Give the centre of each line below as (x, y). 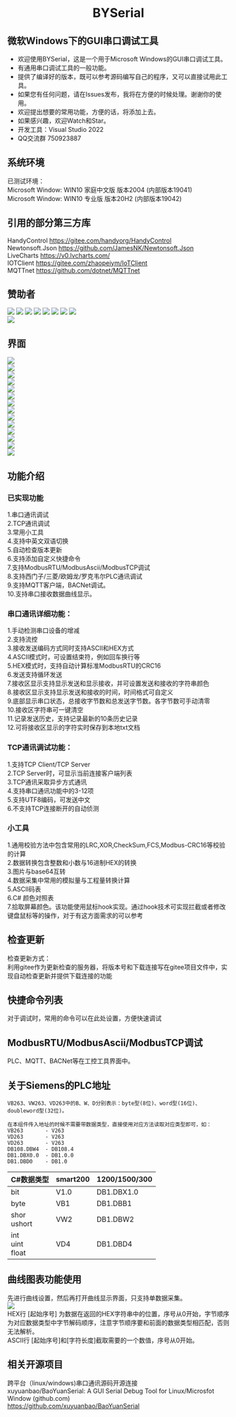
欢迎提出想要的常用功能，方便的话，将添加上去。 (88, 112)
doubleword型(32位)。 (37, 1111)
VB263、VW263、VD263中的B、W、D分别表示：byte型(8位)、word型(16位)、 (104, 1104)
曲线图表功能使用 (44, 1280)
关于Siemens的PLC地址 (59, 1085)
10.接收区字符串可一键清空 (45, 710)
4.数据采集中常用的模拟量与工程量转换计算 (69, 880)
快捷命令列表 (35, 1000)
